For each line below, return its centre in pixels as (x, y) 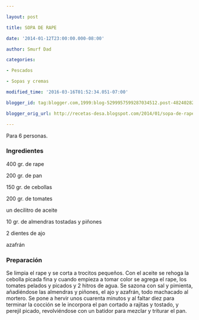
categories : (21, 60)
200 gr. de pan (24, 175)
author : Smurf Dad (29, 49)
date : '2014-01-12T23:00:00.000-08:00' (55, 38)
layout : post (22, 17)
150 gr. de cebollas (29, 187)
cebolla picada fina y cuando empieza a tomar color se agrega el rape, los (97, 280)
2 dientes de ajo (26, 233)
